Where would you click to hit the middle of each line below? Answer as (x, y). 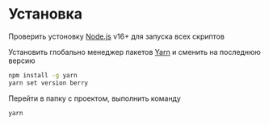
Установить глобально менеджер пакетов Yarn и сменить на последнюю (134, 52)
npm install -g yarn (43, 75)
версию (22, 60)
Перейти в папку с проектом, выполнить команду (95, 98)
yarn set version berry (48, 83)
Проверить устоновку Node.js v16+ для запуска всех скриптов (116, 36)
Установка (46, 14)
